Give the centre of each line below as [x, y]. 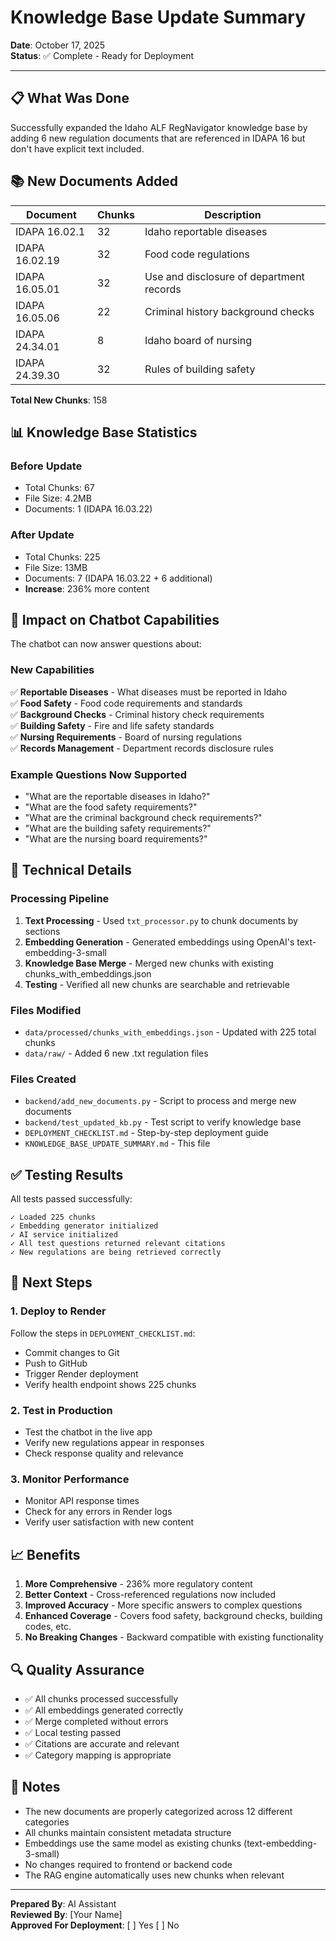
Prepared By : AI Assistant [63, 1903]
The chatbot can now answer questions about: [106, 644]
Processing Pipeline [60, 899]
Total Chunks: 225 [62, 557]
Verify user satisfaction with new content [109, 1522]
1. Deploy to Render [58, 1311]
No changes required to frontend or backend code [128, 1864]
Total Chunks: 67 [59, 488]
